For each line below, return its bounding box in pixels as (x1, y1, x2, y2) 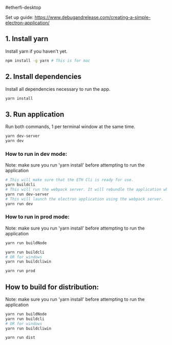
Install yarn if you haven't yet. (5, 48, 68, 54)
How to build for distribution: (5, 282, 99, 291)
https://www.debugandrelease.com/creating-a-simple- (34, 14, 151, 20)
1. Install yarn (5, 34, 49, 43)
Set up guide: (5, 14, 34, 20)
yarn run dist (5, 335, 36, 340)
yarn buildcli (5, 182, 36, 188)
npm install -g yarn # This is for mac (5, 58, 91, 63)
